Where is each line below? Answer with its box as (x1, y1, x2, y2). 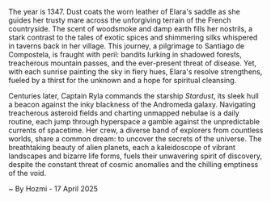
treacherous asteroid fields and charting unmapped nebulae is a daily (8, 108, 240, 118)
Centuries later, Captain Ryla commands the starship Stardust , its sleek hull (8, 91, 259, 100)
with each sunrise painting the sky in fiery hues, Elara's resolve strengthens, (8, 67, 263, 76)
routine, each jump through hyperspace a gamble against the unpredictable (8, 117, 260, 126)
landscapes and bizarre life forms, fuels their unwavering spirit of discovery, (8, 151, 263, 161)
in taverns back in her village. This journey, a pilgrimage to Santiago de (8, 41, 245, 51)
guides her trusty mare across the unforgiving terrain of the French (8, 15, 232, 25)
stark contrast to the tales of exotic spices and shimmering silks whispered (8, 32, 258, 42)
